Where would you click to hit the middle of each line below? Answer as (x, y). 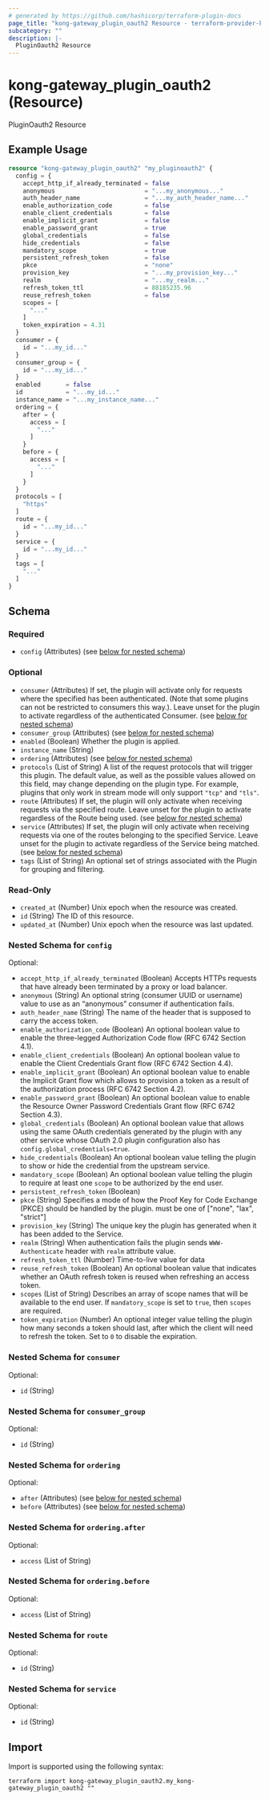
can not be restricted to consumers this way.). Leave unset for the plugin (140, 707)
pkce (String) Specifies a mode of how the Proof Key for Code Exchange (139, 1200)
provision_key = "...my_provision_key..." (130, 273)
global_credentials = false (96, 235)
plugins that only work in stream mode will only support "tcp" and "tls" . (139, 792)
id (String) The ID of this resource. (77, 916)
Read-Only (30, 890)
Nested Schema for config (60, 945)
